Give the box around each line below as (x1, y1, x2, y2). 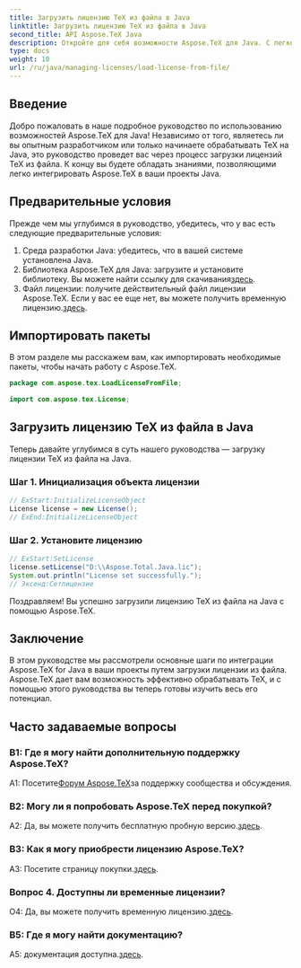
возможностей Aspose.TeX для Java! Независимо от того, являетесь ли (9, 129, 284, 140)
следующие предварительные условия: (9, 227, 162, 238)
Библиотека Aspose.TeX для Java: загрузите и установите (21, 264, 244, 275)
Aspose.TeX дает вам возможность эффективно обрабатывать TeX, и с (9, 674, 282, 685)
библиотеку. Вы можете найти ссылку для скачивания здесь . (21, 273, 256, 284)
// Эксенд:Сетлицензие (9, 579, 94, 588)
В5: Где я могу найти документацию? (9, 928, 184, 941)
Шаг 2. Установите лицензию (9, 533, 143, 546)
